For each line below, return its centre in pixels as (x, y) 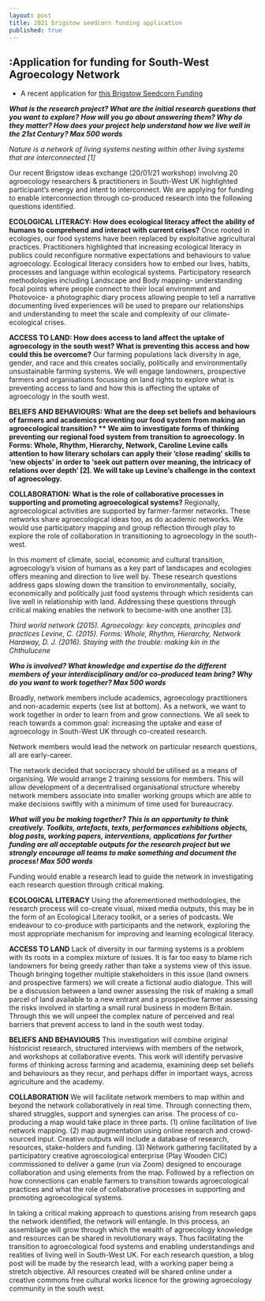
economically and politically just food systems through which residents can (131, 594)
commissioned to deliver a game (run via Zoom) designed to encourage (125, 1164)
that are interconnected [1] (52, 158)
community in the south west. (57, 1288)
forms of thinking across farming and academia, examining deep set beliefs (132, 1065)
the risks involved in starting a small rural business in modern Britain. (121, 1008)
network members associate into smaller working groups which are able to (130, 796)
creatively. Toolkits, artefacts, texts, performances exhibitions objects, (129, 828)
